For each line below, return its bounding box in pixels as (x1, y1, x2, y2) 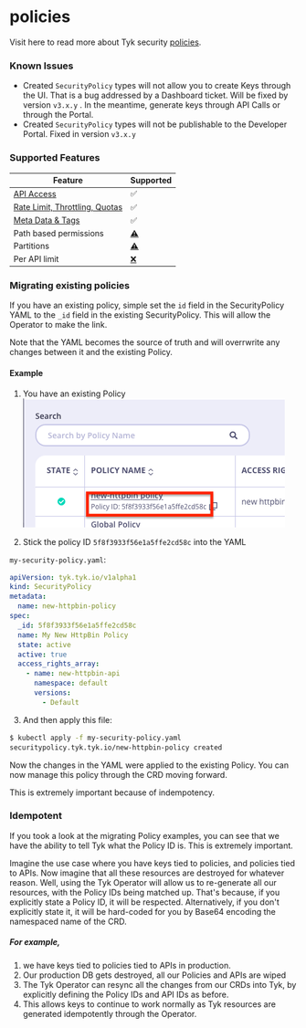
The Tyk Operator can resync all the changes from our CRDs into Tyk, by (22, 979, 297, 990)
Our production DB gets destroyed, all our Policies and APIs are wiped (22, 970, 287, 981)
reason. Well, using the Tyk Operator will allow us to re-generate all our (9, 876, 277, 887)
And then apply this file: (22, 714, 112, 725)
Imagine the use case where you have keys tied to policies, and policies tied (9, 857, 295, 868)
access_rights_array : (17, 659, 100, 668)
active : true (17, 650, 68, 659)
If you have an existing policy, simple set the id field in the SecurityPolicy (9, 299, 285, 311)
